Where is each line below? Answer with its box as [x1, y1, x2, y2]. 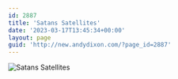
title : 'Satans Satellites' [8, 19, 101, 27]
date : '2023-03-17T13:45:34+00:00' [8, 26, 126, 34]
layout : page [8, 33, 51, 42]
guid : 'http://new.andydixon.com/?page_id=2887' [8, 41, 172, 49]
